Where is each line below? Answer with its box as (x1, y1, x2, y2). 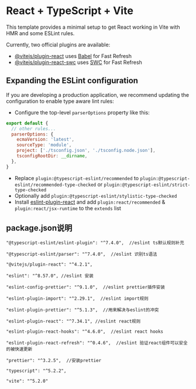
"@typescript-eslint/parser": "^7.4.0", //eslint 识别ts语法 (6, 251, 157, 258)
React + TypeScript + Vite (6, 4, 133, 18)
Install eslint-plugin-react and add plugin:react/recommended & (14, 198, 166, 205)
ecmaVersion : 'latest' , (16, 137, 75, 143)
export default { (6, 120, 49, 126)
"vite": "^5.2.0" (6, 378, 49, 384)
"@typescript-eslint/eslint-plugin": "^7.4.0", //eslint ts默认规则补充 (6, 240, 184, 246)
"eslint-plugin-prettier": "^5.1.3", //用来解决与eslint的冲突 (6, 307, 159, 313)
